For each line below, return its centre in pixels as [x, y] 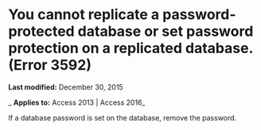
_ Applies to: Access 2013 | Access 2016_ [77, 102]
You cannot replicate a [84, 15]
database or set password [166, 31]
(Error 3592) [50, 65]
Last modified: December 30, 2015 [66, 87]
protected [41, 31]
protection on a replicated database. [130, 48]
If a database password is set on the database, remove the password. [123, 117]
